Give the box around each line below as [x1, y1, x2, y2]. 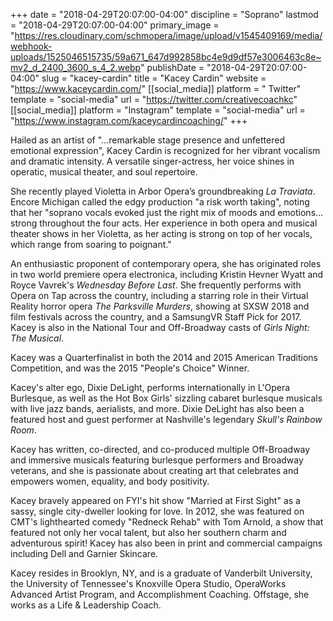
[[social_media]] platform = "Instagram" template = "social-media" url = [10, 104, 306, 116]
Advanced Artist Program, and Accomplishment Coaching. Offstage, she [10, 589, 310, 600]
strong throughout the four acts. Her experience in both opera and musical [10, 217, 318, 229]
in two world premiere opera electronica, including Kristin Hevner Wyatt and [10, 269, 324, 280]
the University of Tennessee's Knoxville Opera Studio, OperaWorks [10, 578, 287, 589]
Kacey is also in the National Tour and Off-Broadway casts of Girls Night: [10, 322, 310, 333]
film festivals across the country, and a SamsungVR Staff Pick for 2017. [10, 311, 302, 323]
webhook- [10, 40, 53, 52]
